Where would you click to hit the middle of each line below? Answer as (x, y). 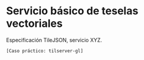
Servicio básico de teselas (72, 11)
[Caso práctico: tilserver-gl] (45, 51)
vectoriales (34, 23)
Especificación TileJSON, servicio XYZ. (54, 40)
